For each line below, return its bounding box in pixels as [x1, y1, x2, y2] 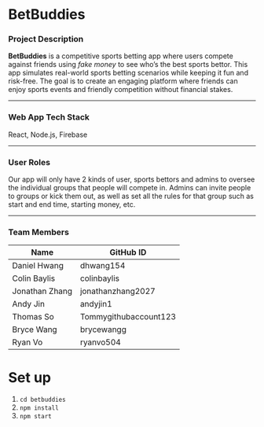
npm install [19, 404, 59, 412]
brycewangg [79, 324, 127, 335]
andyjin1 [79, 299, 112, 310]
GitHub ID [109, 247, 147, 258]
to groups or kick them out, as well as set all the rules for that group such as [8, 191, 254, 201]
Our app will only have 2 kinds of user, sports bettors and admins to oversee [8, 175, 255, 184]
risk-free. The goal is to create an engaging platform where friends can [8, 76, 238, 86]
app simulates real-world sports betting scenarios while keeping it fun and [8, 68, 249, 78]
